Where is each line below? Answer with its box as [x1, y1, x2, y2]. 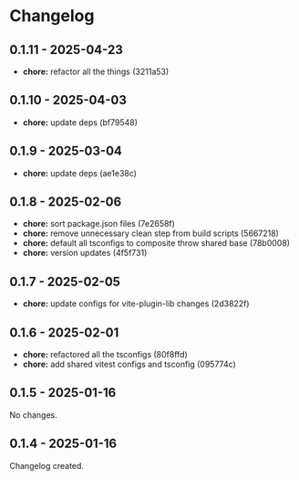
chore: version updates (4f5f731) [22, 248, 148, 259]
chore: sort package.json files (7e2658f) [22, 219, 176, 229]
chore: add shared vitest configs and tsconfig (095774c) [22, 358, 237, 370]
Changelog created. [9, 460, 85, 471]
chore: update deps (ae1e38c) [22, 167, 137, 178]
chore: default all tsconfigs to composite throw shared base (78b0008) [22, 238, 290, 249]
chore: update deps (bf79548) [22, 116, 139, 128]
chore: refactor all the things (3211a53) [22, 66, 170, 77]
